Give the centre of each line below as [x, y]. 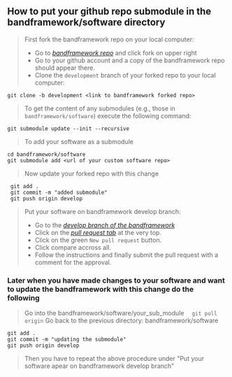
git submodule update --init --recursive [68, 129]
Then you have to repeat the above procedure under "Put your [114, 359]
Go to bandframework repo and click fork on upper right [116, 52]
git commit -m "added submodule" [59, 192]
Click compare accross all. [73, 247]
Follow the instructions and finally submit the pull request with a [126, 255]
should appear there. [65, 67]
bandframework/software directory [86, 23]
